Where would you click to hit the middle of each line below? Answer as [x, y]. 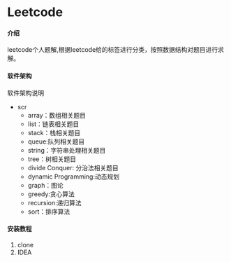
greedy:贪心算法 [51, 194]
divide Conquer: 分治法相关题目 [73, 167]
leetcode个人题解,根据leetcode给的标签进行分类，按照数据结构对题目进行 [113, 50]
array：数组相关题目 [57, 115]
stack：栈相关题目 [54, 132]
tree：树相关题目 [52, 159]
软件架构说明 [25, 92]
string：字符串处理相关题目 [67, 150]
